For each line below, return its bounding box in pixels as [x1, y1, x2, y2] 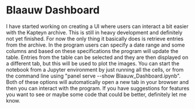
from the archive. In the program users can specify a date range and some [6, 41, 185, 48]
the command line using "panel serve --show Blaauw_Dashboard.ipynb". [6, 72, 181, 79]
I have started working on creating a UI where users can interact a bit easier [6, 23, 189, 30]
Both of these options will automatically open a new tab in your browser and [6, 78, 189, 85]
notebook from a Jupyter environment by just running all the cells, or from [6, 66, 184, 73]
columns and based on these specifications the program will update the [6, 47, 179, 54]
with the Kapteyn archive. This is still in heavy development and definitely [6, 29, 183, 36]
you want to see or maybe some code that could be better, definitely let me [6, 91, 187, 98]
